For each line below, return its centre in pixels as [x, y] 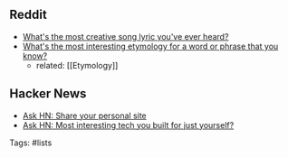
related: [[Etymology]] [77, 65]
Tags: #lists [31, 143]
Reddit [28, 15]
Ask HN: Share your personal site [84, 115]
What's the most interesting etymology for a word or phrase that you [150, 46]
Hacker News [48, 94]
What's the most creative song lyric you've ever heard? [125, 36]
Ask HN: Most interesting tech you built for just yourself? [128, 125]
